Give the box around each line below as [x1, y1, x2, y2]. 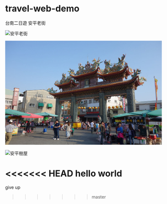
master [91, 194, 106, 200]
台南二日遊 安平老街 [5, 20, 46, 26]
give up [5, 184, 21, 191]
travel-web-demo [5, 3, 80, 14]
